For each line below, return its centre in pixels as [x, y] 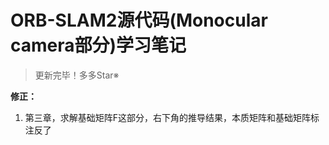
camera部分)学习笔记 [98, 45]
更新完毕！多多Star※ [77, 75]
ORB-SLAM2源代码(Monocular [139, 20]
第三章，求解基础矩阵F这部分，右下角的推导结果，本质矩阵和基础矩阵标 [172, 117]
